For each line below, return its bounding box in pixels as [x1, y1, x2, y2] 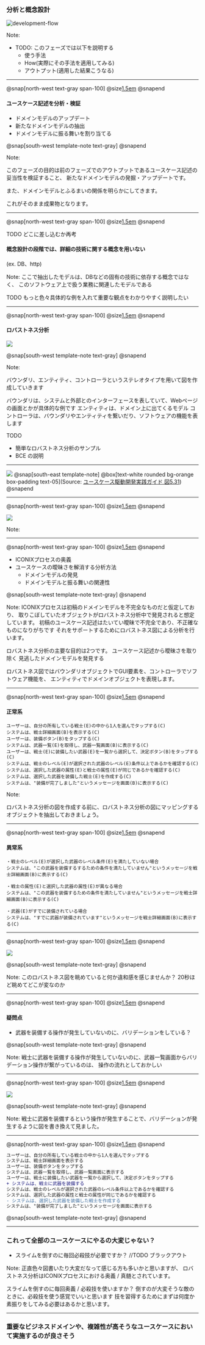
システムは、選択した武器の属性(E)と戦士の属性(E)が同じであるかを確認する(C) [6, 767, 181, 773]
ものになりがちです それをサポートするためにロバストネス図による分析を [6, 626, 190, 633]
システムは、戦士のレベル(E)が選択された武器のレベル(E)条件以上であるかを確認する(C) [6, 761, 199, 767]
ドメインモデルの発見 [24, 571, 78, 578]
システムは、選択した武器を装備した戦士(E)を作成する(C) [6, 774, 132, 780]
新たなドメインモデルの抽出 [15, 122, 85, 129]
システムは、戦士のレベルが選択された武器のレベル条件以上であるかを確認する [6, 1186, 174, 1192]
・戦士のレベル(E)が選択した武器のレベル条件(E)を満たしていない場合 [6, 859, 159, 865]
